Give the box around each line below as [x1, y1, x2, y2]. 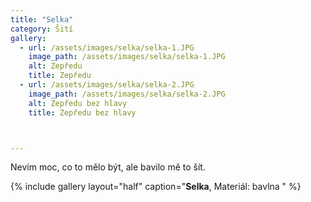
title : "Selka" [10, 14, 74, 25]
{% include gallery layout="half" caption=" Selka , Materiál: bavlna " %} [10, 181, 302, 193]
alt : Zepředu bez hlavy [28, 98, 128, 108]
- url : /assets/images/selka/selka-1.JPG [19, 42, 195, 53]
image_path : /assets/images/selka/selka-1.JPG [28, 52, 226, 62]
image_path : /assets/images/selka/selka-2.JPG [28, 89, 226, 99]
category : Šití [10, 24, 74, 34]
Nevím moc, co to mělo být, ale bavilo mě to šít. [10, 161, 206, 173]
